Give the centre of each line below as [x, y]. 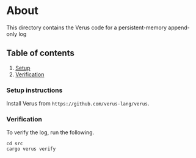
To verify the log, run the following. [50, 132]
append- [179, 27]
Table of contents [40, 53]
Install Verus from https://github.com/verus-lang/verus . [78, 104]
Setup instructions [34, 90]
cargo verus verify [31, 149]
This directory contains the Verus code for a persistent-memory [86, 27]
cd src [15, 144]
